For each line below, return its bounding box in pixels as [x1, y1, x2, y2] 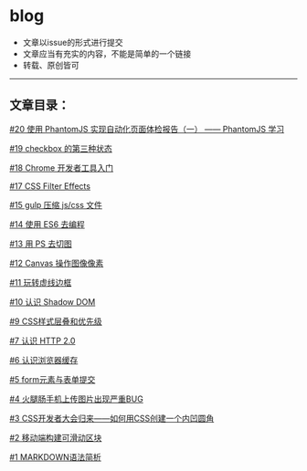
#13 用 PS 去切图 [9, 238, 72, 249]
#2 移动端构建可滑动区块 [9, 432, 102, 443]
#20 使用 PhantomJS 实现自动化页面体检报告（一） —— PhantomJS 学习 [9, 123, 285, 134]
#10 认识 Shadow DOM [9, 296, 96, 307]
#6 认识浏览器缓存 [9, 354, 79, 365]
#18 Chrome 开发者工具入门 [9, 162, 114, 173]
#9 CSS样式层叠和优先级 [9, 316, 102, 327]
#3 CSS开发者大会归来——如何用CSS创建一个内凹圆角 [9, 413, 215, 424]
